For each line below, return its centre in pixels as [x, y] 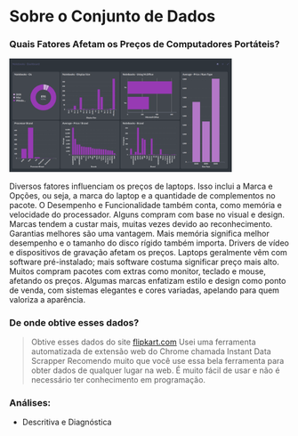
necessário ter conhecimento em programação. [118, 379]
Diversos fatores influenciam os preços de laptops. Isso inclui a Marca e [141, 186]
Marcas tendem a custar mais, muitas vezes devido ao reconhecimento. [141, 223]
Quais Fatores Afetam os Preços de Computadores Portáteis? [145, 44]
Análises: [30, 402]
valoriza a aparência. [48, 299]
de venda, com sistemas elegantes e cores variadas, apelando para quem [145, 290]
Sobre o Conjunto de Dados [113, 16]
